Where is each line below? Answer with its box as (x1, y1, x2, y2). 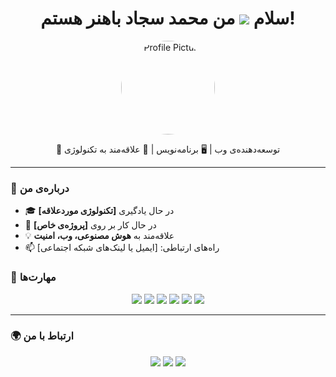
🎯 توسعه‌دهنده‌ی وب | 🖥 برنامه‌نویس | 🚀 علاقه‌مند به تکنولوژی (55, 143, 281, 155)
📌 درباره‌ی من (10, 181, 70, 195)
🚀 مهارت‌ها (10, 270, 57, 284)
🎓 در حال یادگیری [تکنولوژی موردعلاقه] (24, 205, 175, 217)
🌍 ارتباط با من (10, 329, 74, 343)
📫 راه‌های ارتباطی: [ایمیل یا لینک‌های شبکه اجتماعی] (24, 242, 220, 254)
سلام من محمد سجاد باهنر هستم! (40, 7, 296, 30)
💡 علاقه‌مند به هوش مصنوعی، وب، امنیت (24, 230, 175, 242)
